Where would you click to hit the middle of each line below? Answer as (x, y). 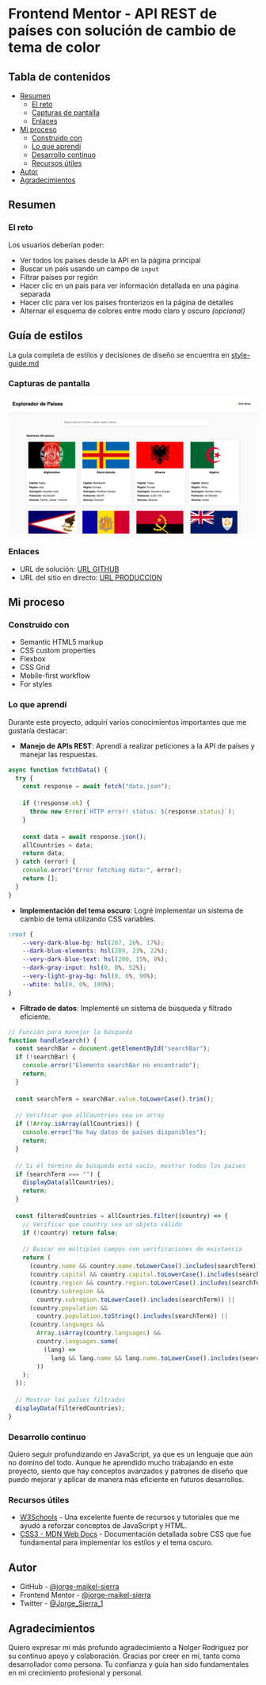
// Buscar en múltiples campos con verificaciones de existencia (133, 1250)
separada (35, 293)
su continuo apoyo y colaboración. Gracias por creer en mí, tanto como (124, 1656)
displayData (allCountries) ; (68, 1182)
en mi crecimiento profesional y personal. (76, 1673)
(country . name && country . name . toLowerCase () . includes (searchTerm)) (144, 1266)
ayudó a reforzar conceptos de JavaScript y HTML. (103, 1526)
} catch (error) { (46, 862)
